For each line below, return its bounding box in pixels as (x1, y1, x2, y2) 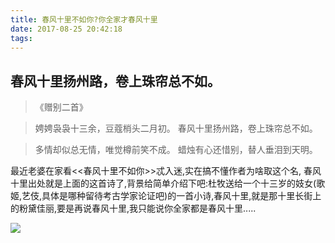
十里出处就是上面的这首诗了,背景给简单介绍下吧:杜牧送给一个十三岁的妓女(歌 (10, 177, 326, 190)
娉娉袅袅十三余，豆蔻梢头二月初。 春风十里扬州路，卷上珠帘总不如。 (34, 122, 318, 135)
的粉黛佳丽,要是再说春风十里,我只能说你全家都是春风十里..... (10, 202, 257, 215)
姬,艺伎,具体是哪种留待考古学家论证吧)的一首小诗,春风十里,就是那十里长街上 (10, 190, 322, 202)
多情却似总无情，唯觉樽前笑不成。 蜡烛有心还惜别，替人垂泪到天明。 (34, 144, 318, 156)
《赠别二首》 (34, 101, 88, 113)
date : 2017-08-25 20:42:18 (10, 24, 123, 34)
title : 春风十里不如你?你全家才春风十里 (10, 14, 158, 25)
